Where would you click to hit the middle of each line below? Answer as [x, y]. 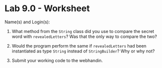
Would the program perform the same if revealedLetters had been [79, 46]
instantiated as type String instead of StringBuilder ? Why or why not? [83, 51]
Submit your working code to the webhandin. [57, 60]
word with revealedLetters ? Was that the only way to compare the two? [84, 36]
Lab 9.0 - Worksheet [47, 8]
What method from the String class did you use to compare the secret [83, 31]
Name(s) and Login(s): [27, 22]
